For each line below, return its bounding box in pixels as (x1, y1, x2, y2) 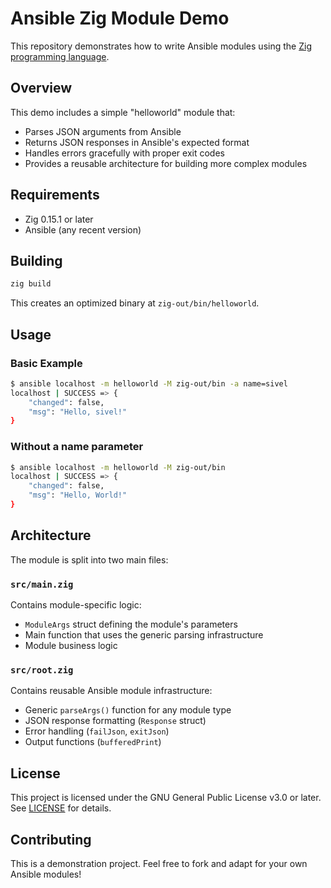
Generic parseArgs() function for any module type (24, 704, 232, 716)
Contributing (10, 831, 92, 848)
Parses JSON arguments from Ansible (24, 125, 182, 137)
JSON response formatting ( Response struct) (24, 715, 207, 727)
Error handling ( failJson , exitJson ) (24, 725, 170, 737)
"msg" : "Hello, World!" (28, 490, 128, 501)
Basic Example (10, 356, 83, 370)
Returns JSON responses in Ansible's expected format (24, 136, 250, 148)
